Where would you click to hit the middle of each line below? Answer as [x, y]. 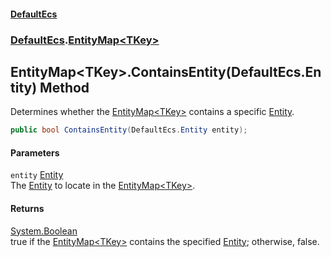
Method [64, 87]
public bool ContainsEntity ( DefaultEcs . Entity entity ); [129, 130]
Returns [27, 208]
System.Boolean [44, 231]
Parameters [35, 152]
